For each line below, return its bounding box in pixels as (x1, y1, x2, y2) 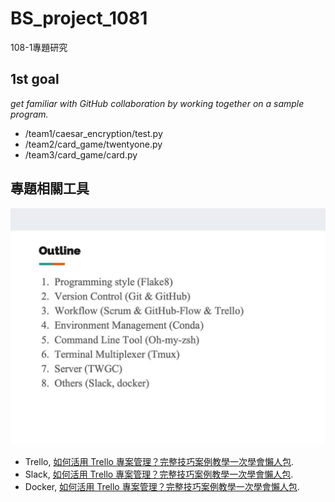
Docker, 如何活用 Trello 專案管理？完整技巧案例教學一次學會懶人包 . (24, 480, 300, 492)
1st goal (10, 71, 60, 88)
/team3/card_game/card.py (24, 148, 138, 161)
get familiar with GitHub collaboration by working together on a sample (10, 97, 305, 109)
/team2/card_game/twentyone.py (24, 138, 163, 150)
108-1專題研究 (10, 41, 68, 53)
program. (10, 108, 49, 120)
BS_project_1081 (10, 7, 148, 30)
